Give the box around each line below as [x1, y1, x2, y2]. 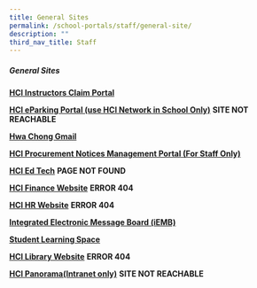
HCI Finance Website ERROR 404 [9, 183, 134, 193]
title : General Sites [9, 12, 90, 22]
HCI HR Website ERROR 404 [9, 200, 115, 211]
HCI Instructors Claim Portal [9, 88, 115, 98]
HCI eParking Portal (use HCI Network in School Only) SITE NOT [9, 105, 249, 115]
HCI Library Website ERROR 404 [9, 252, 131, 262]
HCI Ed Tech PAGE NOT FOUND [9, 166, 126, 176]
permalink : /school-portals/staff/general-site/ [9, 21, 192, 30]
